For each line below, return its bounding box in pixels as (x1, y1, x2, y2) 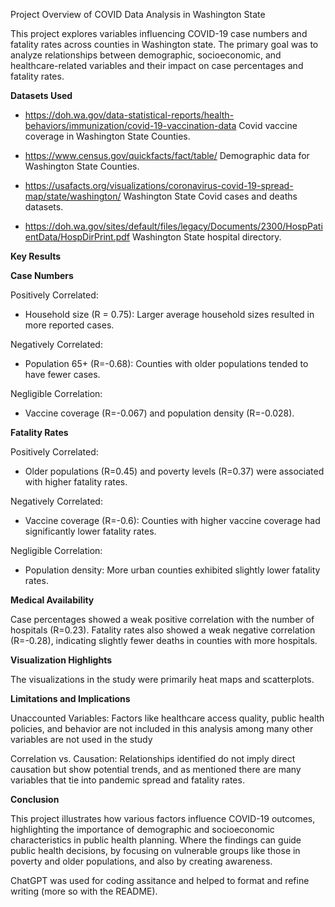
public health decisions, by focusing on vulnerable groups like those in (10, 845, 301, 856)
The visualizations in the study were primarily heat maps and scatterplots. (10, 674, 315, 685)
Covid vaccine (238, 120, 298, 131)
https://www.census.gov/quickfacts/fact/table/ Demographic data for (24, 150, 310, 161)
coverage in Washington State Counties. (24, 130, 191, 142)
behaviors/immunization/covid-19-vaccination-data (24, 120, 237, 131)
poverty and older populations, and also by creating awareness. (10, 855, 273, 867)
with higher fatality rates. (24, 476, 128, 488)
